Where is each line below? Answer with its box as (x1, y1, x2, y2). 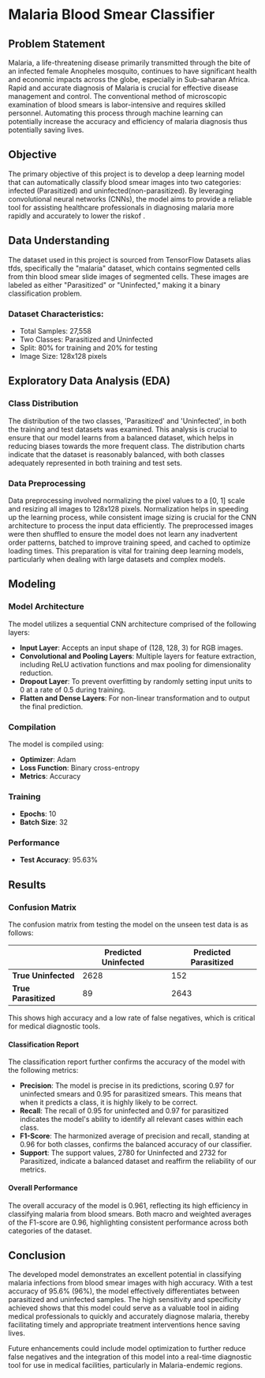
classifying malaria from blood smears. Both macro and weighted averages (8, 1209, 252, 1218)
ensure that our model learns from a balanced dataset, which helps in (8, 432, 234, 442)
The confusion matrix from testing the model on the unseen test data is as (8, 919, 248, 930)
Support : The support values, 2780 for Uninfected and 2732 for (19, 1148, 227, 1157)
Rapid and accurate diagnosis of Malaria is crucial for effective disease (8, 83, 239, 92)
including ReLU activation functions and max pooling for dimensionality (19, 659, 252, 669)
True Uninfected (12, 970, 75, 981)
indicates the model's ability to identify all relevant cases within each (19, 1115, 244, 1124)
